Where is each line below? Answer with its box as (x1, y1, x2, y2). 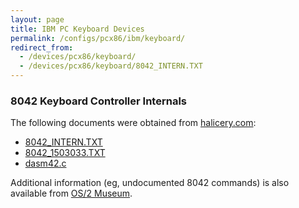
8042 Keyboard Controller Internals (10, 94, 187, 108)
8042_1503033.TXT (24, 147, 106, 159)
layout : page (10, 14, 65, 25)
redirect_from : (10, 42, 74, 53)
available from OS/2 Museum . (10, 187, 133, 200)
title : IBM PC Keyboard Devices (10, 24, 145, 34)
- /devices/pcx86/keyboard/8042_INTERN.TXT (19, 61, 203, 71)
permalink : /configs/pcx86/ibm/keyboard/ (10, 33, 186, 43)
